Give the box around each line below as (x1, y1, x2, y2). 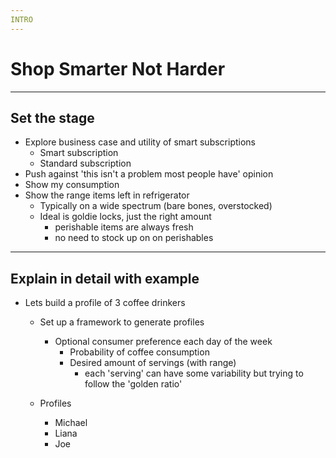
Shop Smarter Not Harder (10, 57, 226, 80)
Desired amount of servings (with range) (69, 357, 237, 369)
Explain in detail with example (10, 270, 200, 287)
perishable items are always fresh (54, 221, 194, 233)
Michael (54, 417, 88, 429)
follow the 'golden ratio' (84, 378, 183, 390)
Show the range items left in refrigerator (24, 189, 190, 201)
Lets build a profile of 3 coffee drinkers (24, 297, 186, 309)
